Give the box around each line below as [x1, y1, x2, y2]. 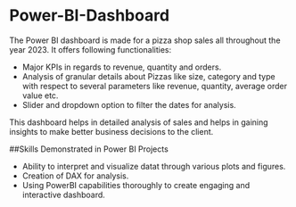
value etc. [21, 90, 59, 101]
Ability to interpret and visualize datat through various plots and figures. [21, 161, 286, 171]
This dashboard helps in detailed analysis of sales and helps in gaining [9, 117, 269, 128]
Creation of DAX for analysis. [21, 170, 129, 181]
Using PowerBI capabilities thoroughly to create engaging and [21, 179, 251, 190]
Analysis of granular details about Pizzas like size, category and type [21, 70, 275, 81]
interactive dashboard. [21, 189, 105, 200]
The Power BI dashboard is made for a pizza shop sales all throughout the [9, 35, 281, 46]
